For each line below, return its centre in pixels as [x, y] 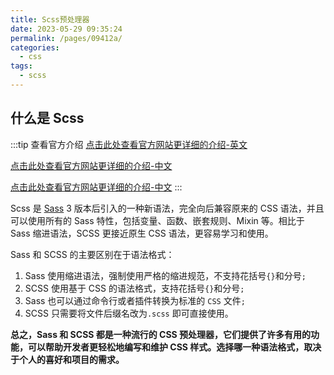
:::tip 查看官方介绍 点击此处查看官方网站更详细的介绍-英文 [129, 144]
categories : [35, 47]
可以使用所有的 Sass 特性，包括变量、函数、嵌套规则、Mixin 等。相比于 [157, 220]
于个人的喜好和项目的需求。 [67, 359]
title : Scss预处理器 [50, 19]
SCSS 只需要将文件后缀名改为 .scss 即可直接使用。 [129, 313]
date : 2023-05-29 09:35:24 [66, 29]
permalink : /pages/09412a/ [66, 38]
